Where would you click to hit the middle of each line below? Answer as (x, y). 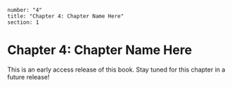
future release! (28, 76)
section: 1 (23, 22)
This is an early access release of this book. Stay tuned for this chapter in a (116, 69)
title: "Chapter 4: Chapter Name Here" (66, 16)
